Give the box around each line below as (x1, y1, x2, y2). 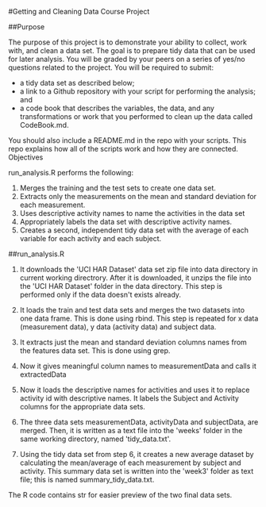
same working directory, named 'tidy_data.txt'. (19, 434, 172, 444)
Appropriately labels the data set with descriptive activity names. (19, 217, 233, 226)
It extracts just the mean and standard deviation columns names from (19, 337, 248, 347)
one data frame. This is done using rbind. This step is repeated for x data (19, 313, 259, 323)
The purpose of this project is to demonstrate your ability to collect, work (8, 37, 248, 47)
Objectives (8, 152, 44, 162)
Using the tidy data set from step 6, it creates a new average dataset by (19, 450, 254, 459)
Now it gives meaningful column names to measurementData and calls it (19, 361, 256, 371)
